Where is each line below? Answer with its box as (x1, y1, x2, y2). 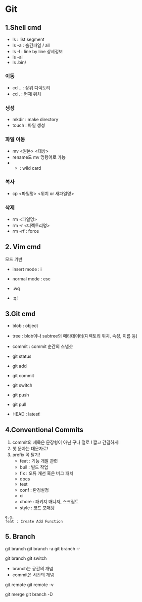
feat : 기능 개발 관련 (19, 458, 58, 464)
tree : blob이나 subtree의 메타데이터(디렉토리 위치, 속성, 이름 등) (12, 333, 138, 339)
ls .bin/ (12, 60, 26, 65)
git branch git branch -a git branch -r (5, 545, 80, 551)
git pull (12, 401, 26, 407)
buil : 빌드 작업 (19, 464, 48, 470)
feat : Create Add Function (5, 519, 63, 524)
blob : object (12, 323, 38, 329)
